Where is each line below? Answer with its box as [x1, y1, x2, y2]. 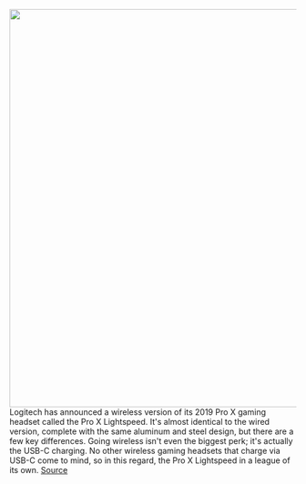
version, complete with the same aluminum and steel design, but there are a [9, 426, 294, 437]
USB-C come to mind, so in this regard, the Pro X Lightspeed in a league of [9, 455, 291, 466]
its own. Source [9, 465, 68, 475]
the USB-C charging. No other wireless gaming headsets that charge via [9, 446, 280, 456]
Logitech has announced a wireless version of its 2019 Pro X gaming [9, 407, 267, 418]
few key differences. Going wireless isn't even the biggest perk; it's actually [9, 436, 293, 446]
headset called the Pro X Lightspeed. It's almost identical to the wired [9, 417, 270, 427]
